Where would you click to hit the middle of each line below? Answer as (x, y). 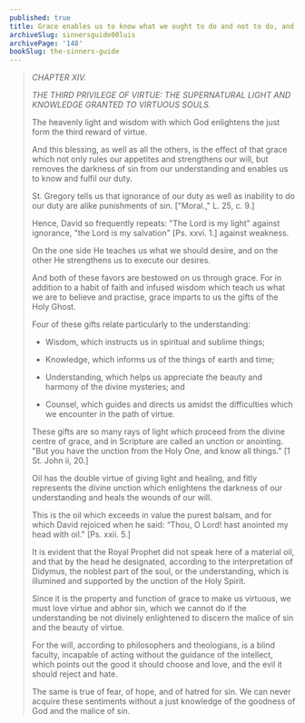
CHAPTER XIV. (59, 77)
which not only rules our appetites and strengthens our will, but (150, 159)
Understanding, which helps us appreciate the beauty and (154, 377)
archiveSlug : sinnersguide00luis (73, 35)
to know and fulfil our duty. (82, 179)
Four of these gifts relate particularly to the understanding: (141, 324)
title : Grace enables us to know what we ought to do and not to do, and (152, 26)
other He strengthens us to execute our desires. (121, 261)
